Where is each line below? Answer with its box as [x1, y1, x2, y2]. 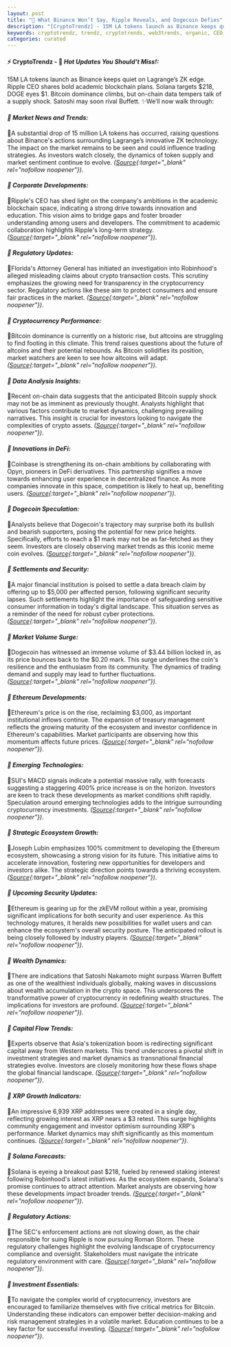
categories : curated [7, 36, 67, 43]
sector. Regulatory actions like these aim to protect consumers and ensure [7, 286, 218, 294]
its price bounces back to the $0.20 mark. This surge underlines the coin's [7, 656, 219, 664]
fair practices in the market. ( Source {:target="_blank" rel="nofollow [7, 293, 199, 302]
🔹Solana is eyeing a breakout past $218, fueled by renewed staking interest [7, 1167, 220, 1176]
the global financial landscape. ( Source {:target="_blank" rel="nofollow [7, 1069, 208, 1077]
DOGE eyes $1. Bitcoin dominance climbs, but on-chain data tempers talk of [7, 90, 222, 98]
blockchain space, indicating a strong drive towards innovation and [7, 204, 197, 212]
